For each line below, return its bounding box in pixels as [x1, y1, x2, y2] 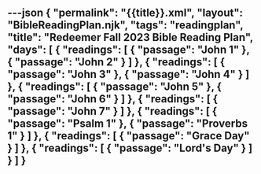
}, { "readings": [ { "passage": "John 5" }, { [7, 80, 222, 94]
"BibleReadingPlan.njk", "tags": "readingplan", [7, 19, 244, 32]
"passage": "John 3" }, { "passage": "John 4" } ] [7, 68, 250, 81]
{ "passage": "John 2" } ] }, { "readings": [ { [7, 55, 226, 69]
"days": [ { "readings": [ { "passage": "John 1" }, [7, 43, 250, 57]
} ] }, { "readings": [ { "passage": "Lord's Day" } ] [7, 142, 253, 155]
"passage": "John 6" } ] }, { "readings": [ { [7, 92, 218, 106]
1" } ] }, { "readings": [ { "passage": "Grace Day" [7, 129, 250, 143]
